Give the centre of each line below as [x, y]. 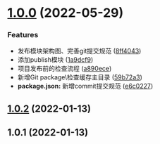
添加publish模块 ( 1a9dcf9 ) [55, 60]
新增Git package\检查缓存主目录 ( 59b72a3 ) [80, 77]
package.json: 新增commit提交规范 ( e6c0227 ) [85, 86]
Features [23, 35]
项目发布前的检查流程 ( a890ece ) [64, 69]
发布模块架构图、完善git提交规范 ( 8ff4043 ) [79, 51]
